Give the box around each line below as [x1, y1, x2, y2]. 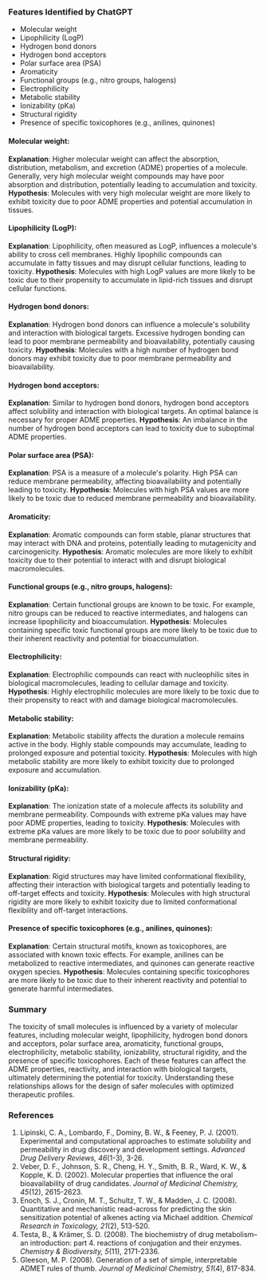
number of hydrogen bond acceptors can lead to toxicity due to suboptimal [8, 424, 255, 433]
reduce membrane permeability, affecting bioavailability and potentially [8, 476, 241, 486]
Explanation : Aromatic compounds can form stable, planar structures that [8, 530, 251, 539]
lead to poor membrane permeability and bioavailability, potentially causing [8, 336, 255, 346]
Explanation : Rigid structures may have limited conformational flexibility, [8, 871, 246, 881]
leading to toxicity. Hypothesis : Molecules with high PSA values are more [8, 485, 249, 495]
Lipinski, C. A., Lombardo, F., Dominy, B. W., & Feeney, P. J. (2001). [19, 1128, 239, 1137]
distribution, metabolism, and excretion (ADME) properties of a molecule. [8, 162, 249, 172]
